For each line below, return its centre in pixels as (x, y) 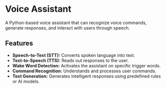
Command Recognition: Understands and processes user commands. (84, 71)
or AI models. (26, 81)
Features (19, 44)
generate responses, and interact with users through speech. (68, 28)
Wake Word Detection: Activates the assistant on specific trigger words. (86, 65)
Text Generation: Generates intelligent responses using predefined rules (86, 76)
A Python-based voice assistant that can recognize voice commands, (76, 23)
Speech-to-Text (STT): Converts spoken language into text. (74, 55)
